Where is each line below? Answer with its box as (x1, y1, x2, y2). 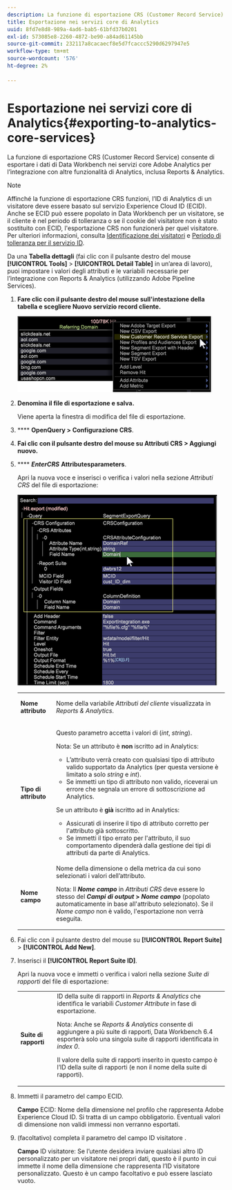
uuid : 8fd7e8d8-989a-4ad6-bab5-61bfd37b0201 (7, 26, 137, 33)
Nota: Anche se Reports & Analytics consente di (57, 1020, 193, 1029)
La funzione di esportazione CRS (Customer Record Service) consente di (7, 152, 215, 161)
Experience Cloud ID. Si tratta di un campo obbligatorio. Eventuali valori (17, 1112, 221, 1121)
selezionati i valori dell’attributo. (56, 871, 146, 880)
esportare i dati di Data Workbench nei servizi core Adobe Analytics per (7, 160, 212, 168)
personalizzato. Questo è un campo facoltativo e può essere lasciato (17, 1169, 213, 1178)
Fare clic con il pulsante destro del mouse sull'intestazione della (17, 295, 205, 303)
